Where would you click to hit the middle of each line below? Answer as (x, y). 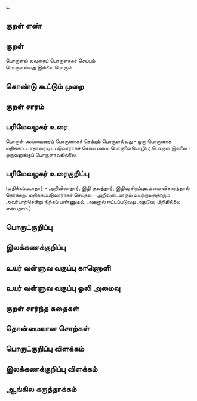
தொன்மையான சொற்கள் (48, 328)
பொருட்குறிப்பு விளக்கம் (45, 349)
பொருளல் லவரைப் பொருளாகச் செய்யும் (51, 61)
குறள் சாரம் (25, 106)
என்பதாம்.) (18, 208)
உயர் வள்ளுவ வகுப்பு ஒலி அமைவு (63, 288)
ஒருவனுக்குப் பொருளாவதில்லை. (41, 154)
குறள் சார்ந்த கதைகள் (42, 308)
